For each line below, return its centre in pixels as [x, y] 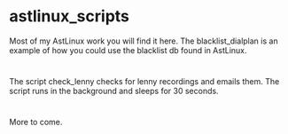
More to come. [36, 122]
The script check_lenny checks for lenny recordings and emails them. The [144, 82]
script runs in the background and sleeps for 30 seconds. [114, 91]
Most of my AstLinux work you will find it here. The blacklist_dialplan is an [144, 41]
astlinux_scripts [70, 16]
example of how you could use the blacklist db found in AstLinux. [128, 50]
